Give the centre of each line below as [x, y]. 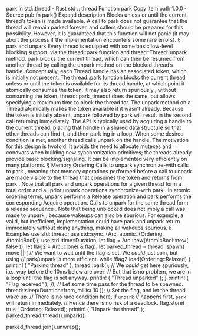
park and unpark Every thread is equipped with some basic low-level [90, 46]
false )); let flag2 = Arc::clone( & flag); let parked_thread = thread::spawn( [95, 246]
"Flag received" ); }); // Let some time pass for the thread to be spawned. [95, 284]
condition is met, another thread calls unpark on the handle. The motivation [97, 140]
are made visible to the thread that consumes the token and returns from [94, 177]
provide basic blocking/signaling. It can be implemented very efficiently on [97, 159]
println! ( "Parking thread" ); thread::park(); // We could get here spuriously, [98, 265]
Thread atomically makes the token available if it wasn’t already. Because [95, 109]
